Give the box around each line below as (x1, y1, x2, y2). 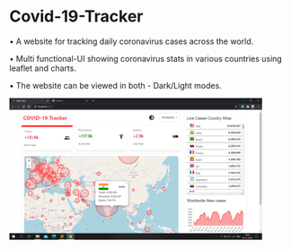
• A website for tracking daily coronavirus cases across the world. (9, 36, 254, 47)
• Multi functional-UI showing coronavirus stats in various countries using (9, 53, 283, 64)
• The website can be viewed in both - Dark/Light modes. (9, 80, 222, 90)
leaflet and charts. (9, 63, 76, 73)
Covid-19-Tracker (9, 6, 144, 27)
